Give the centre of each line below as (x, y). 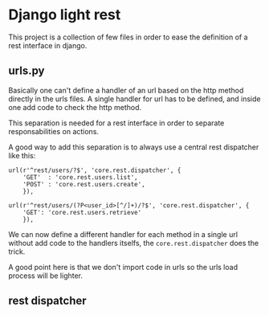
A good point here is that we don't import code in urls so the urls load (123, 267)
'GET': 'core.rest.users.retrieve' (82, 212)
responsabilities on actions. (53, 131)
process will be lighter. (45, 276)
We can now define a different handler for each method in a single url (123, 234)
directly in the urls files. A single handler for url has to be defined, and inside (134, 99)
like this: (22, 155)
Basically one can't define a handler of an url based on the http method (126, 90)
